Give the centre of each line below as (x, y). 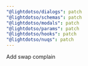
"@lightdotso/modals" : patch (43, 23)
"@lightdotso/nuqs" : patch (40, 40)
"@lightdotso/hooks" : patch (42, 34)
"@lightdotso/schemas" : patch (44, 17)
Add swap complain (31, 57)
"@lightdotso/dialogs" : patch (44, 12)
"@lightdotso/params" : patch (43, 28)
